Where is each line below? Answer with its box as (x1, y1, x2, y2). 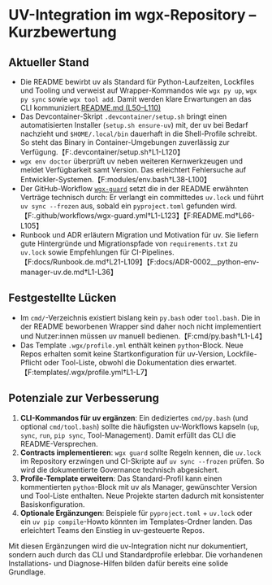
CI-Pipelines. (131, 247, 175, 257)
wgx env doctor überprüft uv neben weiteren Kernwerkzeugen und (19, 156, 244, 166)
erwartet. (205, 357, 237, 367)
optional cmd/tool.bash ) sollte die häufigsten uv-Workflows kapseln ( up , (19, 421, 260, 431)
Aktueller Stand (8, 55, 89, 69)
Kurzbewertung (8, 23, 117, 41)
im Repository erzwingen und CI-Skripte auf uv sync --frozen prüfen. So (19, 456, 265, 465)
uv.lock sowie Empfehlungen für (19, 247, 130, 257)
